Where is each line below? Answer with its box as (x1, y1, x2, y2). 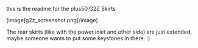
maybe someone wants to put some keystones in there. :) (6, 35, 150, 41)
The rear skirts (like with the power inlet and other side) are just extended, (6, 28, 192, 35)
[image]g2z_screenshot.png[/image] (6, 17, 99, 23)
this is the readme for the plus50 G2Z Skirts (6, 5, 116, 12)
